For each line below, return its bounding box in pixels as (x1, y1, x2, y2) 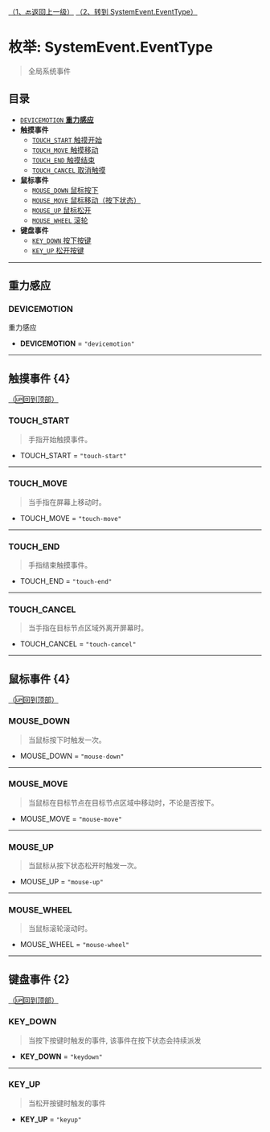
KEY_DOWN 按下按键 (31, 236, 92, 245)
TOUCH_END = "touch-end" (19, 576, 112, 586)
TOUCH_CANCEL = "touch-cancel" (19, 639, 137, 649)
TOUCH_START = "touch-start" (19, 450, 127, 460)
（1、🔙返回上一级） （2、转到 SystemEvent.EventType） (8, 7, 198, 16)
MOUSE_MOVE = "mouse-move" (19, 814, 122, 823)
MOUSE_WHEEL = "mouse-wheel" (19, 940, 130, 949)
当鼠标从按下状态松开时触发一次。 (27, 861, 141, 871)
